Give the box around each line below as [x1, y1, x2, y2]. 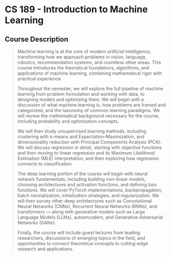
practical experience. [17, 76, 62, 81]
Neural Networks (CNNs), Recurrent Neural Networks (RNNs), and [17, 203, 157, 209]
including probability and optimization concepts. [17, 118, 119, 124]
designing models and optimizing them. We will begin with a [17, 96, 144, 102]
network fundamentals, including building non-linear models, [17, 176, 146, 182]
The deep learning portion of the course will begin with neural [17, 170, 148, 177]
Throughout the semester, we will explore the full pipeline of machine [17, 85, 163, 92]
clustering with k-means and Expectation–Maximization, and [17, 134, 144, 139]
